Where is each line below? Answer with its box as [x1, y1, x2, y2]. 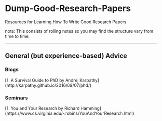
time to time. [5, 33, 30, 39]
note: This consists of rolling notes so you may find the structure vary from [5, 28, 153, 34]
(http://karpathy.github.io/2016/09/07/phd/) [5, 82, 92, 88]
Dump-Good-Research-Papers [5, 3, 131, 14]
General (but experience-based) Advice [5, 52, 128, 60]
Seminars [5, 94, 28, 101]
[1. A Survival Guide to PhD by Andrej [5, 77, 79, 83]
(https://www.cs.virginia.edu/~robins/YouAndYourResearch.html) [5, 110, 134, 116]
